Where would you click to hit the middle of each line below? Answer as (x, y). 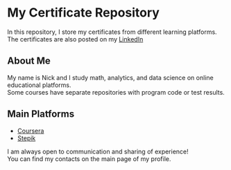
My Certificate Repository (83, 13)
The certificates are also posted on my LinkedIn (75, 39)
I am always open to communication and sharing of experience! (98, 151)
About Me (29, 61)
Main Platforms (41, 114)
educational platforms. (39, 85)
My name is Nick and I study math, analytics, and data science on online (110, 77)
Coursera (31, 131)
